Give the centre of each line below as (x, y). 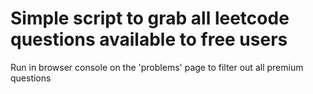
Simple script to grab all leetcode (150, 18)
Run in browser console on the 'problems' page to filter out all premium (157, 67)
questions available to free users (149, 39)
